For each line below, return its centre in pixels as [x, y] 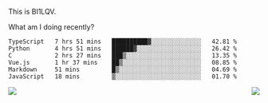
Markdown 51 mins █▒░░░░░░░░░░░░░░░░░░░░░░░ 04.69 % [123, 69]
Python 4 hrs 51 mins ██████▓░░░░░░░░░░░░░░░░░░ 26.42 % [123, 49]
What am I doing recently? [51, 27]
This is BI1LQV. [32, 12]
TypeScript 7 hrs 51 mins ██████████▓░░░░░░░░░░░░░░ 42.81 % [123, 42]
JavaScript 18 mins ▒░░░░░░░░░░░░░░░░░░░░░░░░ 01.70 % [123, 77]
